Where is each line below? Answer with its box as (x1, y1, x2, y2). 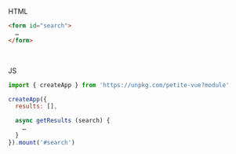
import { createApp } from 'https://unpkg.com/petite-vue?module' (8, 81, 230, 89)
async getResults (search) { (15, 117, 111, 125)
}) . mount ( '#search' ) (8, 138, 76, 146)
